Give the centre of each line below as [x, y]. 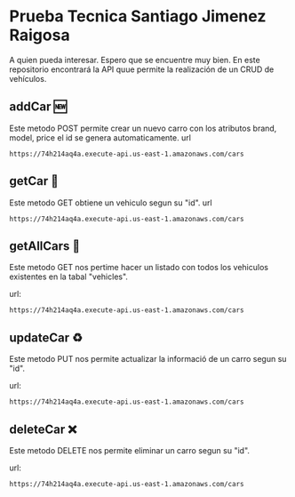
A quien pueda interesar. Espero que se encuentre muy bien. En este [135, 60]
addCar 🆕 [38, 107]
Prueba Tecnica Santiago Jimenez [138, 16]
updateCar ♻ [46, 337]
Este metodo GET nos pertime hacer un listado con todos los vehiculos [139, 268]
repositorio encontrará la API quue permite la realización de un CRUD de [142, 69]
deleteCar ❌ [43, 429]
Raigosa [40, 35]
